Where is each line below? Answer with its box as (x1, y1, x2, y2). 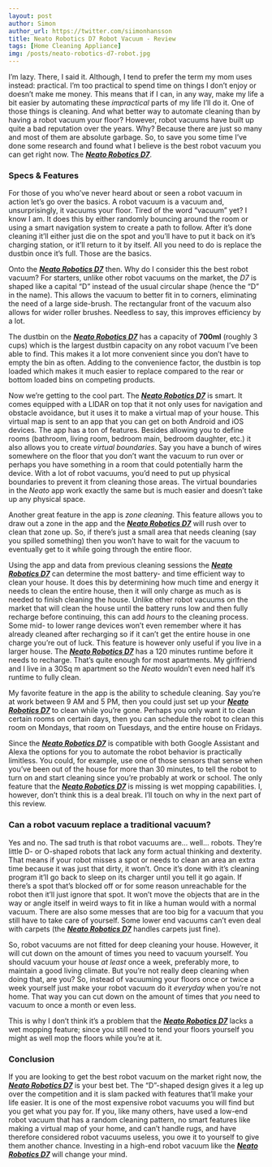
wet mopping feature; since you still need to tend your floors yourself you (8, 1024, 254, 1034)
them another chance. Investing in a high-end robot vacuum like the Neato (8, 1140, 258, 1150)
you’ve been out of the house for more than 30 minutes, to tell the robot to (8, 764, 257, 774)
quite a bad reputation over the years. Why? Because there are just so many (8, 123, 262, 133)
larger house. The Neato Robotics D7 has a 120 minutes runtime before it (8, 646, 253, 656)
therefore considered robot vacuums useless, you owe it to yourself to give (8, 1132, 260, 1142)
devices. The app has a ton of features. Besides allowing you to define (8, 426, 244, 435)
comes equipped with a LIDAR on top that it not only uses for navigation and (8, 400, 263, 409)
